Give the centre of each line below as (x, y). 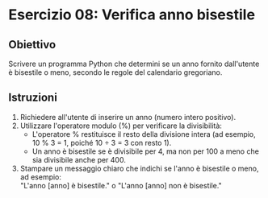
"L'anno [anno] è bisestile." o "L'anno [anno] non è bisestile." (121, 185)
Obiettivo (32, 45)
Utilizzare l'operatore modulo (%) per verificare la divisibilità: (121, 126)
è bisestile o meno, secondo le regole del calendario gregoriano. (115, 72)
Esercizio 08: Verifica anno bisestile (132, 15)
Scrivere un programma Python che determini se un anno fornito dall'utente (134, 64)
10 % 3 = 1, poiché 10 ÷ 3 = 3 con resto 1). (102, 142)
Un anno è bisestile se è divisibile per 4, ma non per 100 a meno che (146, 151)
